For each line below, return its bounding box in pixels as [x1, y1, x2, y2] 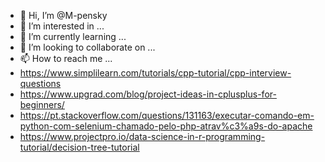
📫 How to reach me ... [19, 53, 113, 64]
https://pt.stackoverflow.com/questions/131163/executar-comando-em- [19, 110, 315, 121]
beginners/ [19, 99, 65, 110]
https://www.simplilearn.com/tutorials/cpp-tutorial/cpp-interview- [19, 67, 292, 79]
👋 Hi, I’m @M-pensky [19, 10, 108, 21]
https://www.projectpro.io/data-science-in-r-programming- [19, 131, 266, 142]
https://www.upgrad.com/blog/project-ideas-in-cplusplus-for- [19, 88, 277, 100]
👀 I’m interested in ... [19, 20, 105, 32]
